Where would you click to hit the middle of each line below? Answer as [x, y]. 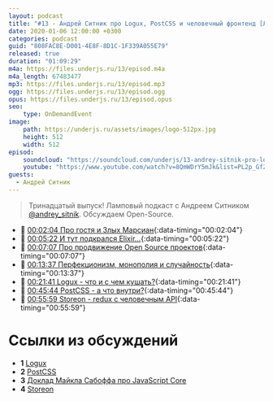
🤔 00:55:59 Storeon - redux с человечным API [99, 299]
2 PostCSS [38, 372]
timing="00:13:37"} [52, 272]
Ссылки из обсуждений [93, 340]
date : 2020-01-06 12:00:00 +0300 [65, 31]
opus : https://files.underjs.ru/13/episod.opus [91, 99]
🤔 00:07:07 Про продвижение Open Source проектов [111, 247]
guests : [22, 175]
